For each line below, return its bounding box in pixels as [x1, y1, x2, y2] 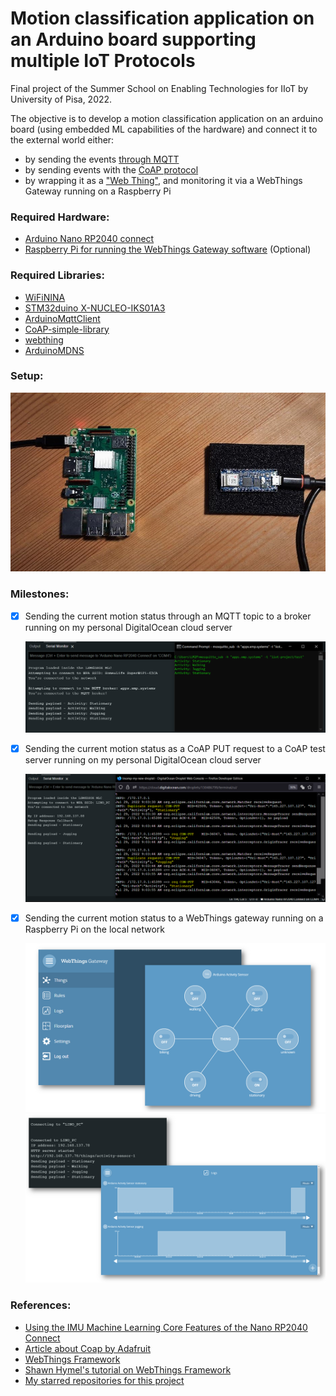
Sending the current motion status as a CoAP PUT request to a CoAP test [24, 742, 326, 754]
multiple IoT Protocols [10, 50, 196, 72]
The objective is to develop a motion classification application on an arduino [10, 112, 324, 124]
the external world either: [10, 133, 115, 146]
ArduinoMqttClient [24, 312, 101, 324]
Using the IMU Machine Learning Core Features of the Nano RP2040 [24, 1321, 308, 1333]
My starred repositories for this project [24, 1374, 185, 1386]
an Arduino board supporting [10, 28, 257, 51]
